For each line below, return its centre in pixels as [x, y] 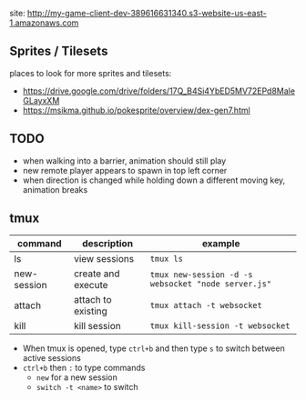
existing [91, 311]
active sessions [52, 358]
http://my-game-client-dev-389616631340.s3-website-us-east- [147, 13]
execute [91, 285]
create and [97, 274]
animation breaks [55, 189]
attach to [93, 300]
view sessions [104, 259]
